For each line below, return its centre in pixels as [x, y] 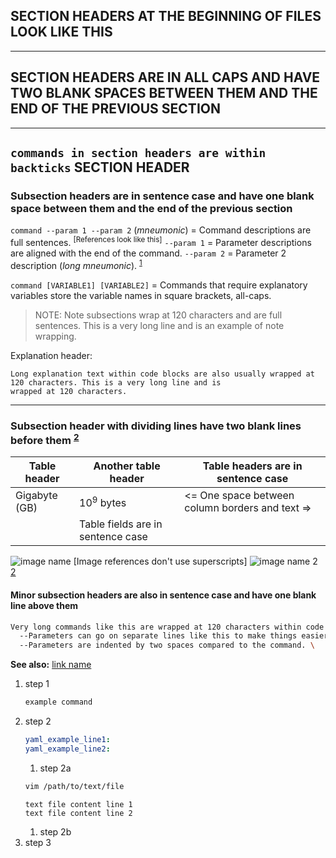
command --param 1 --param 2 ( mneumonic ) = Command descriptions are [161, 230]
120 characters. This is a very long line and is [116, 382]
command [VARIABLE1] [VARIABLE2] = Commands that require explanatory [159, 285]
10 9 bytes [103, 502]
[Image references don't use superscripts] [160, 561]
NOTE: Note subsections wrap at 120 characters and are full [158, 315]
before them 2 [45, 439]
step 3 [38, 842]
